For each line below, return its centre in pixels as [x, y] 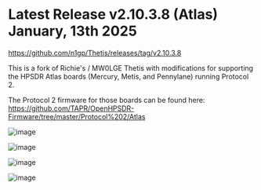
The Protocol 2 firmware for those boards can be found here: [107, 100]
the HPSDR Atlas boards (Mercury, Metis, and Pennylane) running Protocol [129, 76]
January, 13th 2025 [72, 31]
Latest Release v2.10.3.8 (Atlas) [113, 15]
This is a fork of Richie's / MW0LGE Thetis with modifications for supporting [130, 68]
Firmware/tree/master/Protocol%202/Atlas [77, 116]
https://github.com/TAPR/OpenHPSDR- [71, 108]
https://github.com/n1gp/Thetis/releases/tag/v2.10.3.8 [95, 53]
